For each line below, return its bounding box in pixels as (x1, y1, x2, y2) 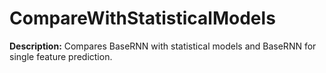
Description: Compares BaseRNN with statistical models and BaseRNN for (9, 40, 317, 52)
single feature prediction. (9, 50, 113, 62)
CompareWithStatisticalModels (9, 7, 276, 30)
